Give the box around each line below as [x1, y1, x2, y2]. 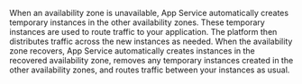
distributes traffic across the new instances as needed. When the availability [9, 36, 293, 46]
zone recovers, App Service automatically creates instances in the [9, 46, 255, 56]
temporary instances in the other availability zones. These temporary [9, 17, 266, 28]
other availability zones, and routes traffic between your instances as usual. [9, 64, 290, 75]
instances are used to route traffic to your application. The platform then [9, 27, 278, 37]
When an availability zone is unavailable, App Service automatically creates [9, 8, 289, 18]
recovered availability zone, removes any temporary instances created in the [9, 55, 294, 65]
